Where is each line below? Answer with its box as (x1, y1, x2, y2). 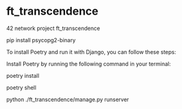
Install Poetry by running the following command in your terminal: (6, 60, 171, 67)
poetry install (6, 72, 40, 79)
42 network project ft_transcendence (6, 24, 100, 32)
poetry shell (6, 84, 37, 91)
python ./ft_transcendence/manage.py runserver (6, 96, 129, 103)
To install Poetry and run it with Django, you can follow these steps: (6, 48, 176, 56)
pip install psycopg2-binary (6, 36, 76, 43)
